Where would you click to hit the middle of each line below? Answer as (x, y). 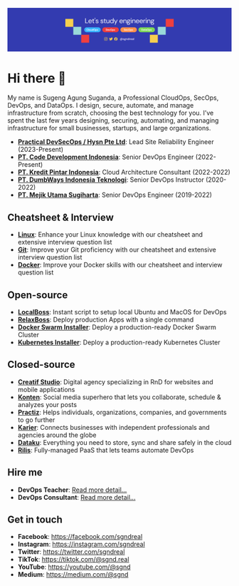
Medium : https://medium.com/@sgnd (73, 575)
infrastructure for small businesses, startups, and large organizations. (109, 128)
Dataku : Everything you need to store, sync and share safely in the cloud (124, 442)
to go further (36, 420)
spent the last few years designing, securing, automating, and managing (113, 120)
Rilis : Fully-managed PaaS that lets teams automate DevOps (106, 450)
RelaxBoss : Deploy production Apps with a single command (106, 319)
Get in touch (35, 520)
